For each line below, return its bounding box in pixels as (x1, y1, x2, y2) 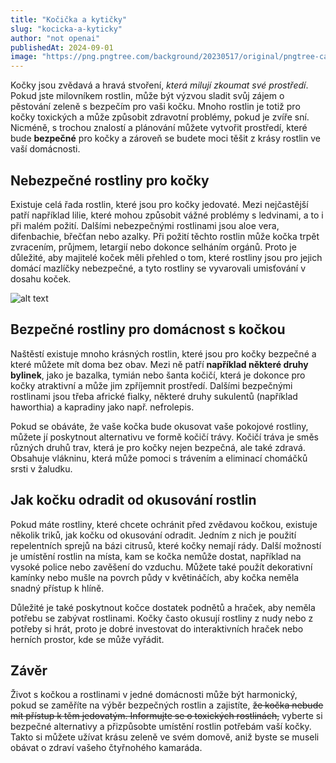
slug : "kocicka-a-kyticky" (10, 24, 123, 34)
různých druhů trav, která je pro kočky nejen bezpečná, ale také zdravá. (10, 441, 306, 453)
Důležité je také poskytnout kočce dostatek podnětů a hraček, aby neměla (10, 601, 316, 613)
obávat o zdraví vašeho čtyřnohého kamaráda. (10, 742, 203, 754)
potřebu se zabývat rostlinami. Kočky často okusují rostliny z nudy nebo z (10, 612, 314, 624)
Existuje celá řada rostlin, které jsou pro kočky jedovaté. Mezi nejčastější (10, 198, 309, 210)
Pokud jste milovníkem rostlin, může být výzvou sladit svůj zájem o (10, 90, 285, 102)
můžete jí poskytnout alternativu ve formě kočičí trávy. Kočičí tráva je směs (10, 431, 319, 443)
